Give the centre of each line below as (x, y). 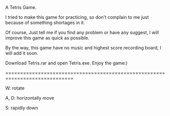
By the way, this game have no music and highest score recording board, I (83, 48)
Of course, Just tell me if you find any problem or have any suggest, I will (82, 32)
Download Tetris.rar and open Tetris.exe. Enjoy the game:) (66, 63)
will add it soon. (22, 53)
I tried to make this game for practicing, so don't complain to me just (77, 17)
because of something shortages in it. (45, 23)
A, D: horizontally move (30, 98)
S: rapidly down (22, 108)
